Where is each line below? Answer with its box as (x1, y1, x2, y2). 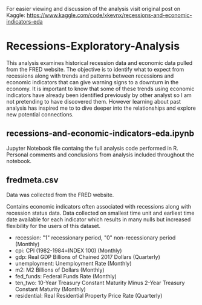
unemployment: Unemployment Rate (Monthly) (15, 260, 132, 267)
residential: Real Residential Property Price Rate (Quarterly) (15, 292, 163, 299)
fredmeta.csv (6, 175, 59, 186)
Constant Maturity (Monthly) (15, 285, 86, 293)
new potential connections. (6, 110, 74, 118)
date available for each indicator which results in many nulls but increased (6, 215, 191, 223)
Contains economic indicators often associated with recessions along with (6, 203, 192, 210)
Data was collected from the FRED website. (6, 191, 114, 198)
